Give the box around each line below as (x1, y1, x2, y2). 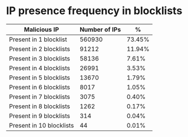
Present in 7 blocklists (9, 92, 71, 101)
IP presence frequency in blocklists (6, 4, 183, 18)
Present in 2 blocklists (9, 45, 71, 53)
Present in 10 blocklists (9, 121, 74, 129)
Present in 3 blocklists (9, 54, 71, 62)
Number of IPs (79, 25, 121, 34)
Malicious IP (24, 25, 60, 34)
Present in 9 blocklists (9, 112, 71, 120)
